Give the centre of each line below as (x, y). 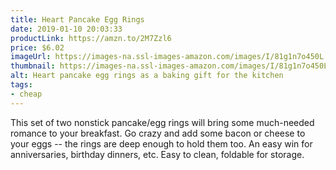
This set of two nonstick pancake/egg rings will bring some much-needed (162, 122)
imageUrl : (31, 57)
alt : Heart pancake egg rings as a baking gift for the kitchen (147, 76)
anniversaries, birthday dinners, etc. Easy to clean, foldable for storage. (157, 154)
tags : (21, 85)
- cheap (26, 94)
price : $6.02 (37, 47)
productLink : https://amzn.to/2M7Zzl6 (91, 38)
